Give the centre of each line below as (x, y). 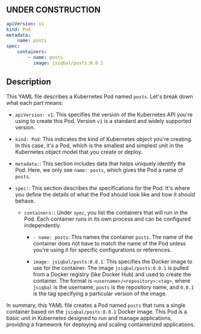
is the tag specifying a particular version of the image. (100, 293)
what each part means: (35, 102)
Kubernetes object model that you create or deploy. (79, 152)
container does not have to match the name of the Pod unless (110, 243)
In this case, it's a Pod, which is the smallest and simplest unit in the (99, 145)
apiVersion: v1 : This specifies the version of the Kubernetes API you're (104, 115)
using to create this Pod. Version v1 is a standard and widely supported (103, 121)
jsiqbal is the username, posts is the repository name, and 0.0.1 (113, 287)
